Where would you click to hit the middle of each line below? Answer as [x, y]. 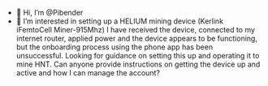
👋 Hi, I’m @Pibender [50, 13]
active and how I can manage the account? [88, 73]
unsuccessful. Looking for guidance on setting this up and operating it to [138, 56]
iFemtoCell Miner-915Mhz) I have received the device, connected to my [136, 30]
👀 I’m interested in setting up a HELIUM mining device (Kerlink [120, 21]
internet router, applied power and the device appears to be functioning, [137, 38]
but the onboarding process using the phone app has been [115, 47]
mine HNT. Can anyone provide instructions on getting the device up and [138, 64]
